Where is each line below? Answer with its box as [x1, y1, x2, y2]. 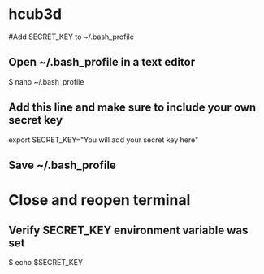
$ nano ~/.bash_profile [8, 76, 84, 86]
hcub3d [8, 5, 63, 24]
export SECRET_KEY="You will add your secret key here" [8, 135, 199, 145]
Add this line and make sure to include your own [8, 101, 257, 115]
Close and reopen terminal [8, 191, 191, 210]
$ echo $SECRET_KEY [8, 257, 84, 267]
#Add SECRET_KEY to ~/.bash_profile [8, 32, 134, 41]
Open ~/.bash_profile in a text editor [8, 55, 196, 69]
